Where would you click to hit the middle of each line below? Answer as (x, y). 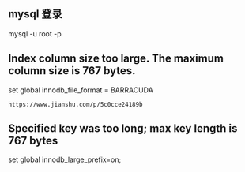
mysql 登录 (36, 14)
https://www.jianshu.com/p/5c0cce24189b (76, 104)
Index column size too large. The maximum (116, 59)
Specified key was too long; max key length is (123, 129)
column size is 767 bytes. (72, 71)
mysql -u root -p (35, 33)
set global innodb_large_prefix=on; (65, 159)
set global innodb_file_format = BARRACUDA (81, 90)
